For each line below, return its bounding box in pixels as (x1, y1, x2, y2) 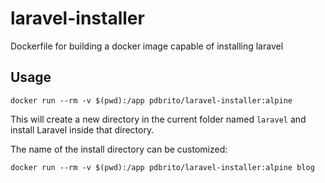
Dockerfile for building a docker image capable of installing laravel (10, 40, 284, 52)
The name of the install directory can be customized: (10, 143, 228, 155)
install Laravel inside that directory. (10, 123, 155, 136)
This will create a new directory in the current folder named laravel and (10, 113, 307, 125)
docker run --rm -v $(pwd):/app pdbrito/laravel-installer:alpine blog (10, 162, 315, 172)
